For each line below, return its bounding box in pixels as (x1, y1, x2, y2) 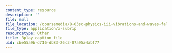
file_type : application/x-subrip (5, 26, 77, 31)
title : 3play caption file (5, 36, 63, 41)
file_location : (5, 21, 38, 27)
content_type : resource (5, 7, 56, 13)
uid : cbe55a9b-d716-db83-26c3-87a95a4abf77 (5, 40, 100, 45)
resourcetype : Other (5, 31, 50, 36)
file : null (5, 17, 29, 22)
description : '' (5, 12, 40, 17)
